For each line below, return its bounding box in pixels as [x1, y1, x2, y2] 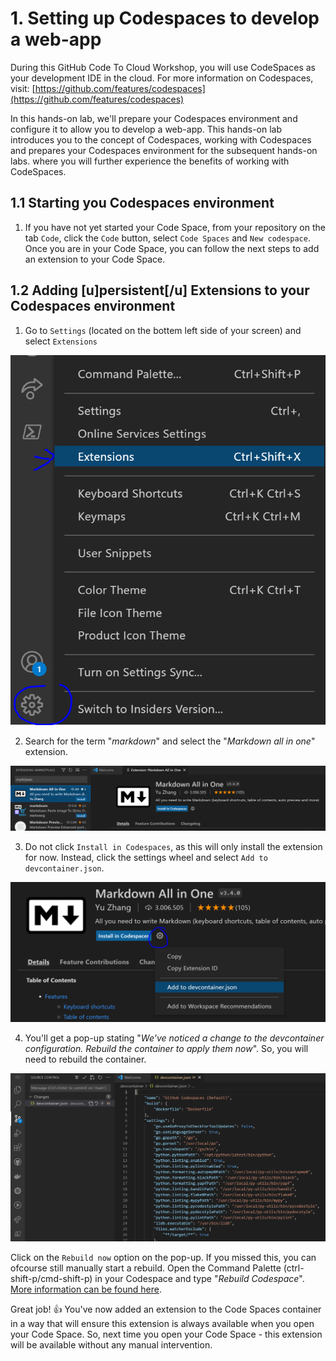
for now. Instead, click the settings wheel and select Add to [24, 851, 268, 863]
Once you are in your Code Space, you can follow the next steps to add [24, 242, 320, 254]
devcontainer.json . [24, 862, 105, 874]
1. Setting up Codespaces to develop [10, 7, 320, 30]
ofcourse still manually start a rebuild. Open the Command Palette [10, 1262, 282, 1274]
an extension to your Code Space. [24, 253, 166, 265]
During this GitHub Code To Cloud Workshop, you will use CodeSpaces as [10, 61, 316, 73]
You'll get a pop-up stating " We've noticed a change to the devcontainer [24, 1032, 325, 1044]
